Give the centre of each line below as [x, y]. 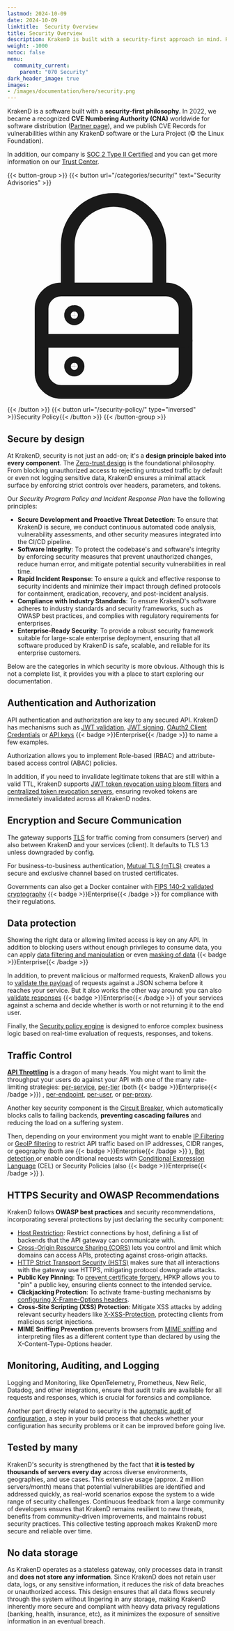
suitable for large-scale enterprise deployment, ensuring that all [109, 637]
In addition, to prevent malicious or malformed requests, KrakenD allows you [117, 975]
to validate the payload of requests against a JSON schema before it [105, 983]
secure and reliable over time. [50, 1531]
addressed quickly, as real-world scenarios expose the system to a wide [111, 1494]
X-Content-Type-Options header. [65, 1344]
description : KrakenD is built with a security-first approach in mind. [115, 40]
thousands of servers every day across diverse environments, [97, 1471]
